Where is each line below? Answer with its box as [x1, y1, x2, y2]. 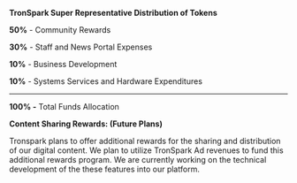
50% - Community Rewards [9, 25, 111, 34]
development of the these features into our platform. [9, 164, 201, 174]
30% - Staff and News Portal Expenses [9, 42, 153, 52]
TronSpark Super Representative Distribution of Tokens [9, 8, 218, 18]
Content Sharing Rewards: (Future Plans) [9, 118, 164, 129]
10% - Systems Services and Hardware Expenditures [9, 76, 203, 87]
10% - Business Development [9, 59, 118, 69]
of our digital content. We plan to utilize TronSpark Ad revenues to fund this [9, 145, 285, 156]
